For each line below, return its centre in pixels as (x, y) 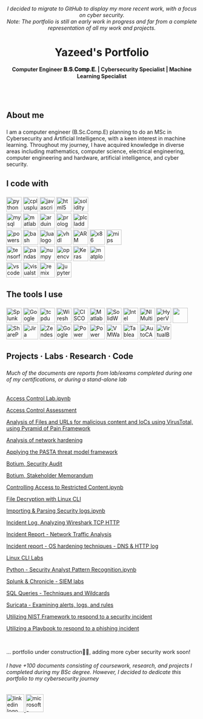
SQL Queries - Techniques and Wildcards (58, 593)
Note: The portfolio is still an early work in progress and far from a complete (102, 21)
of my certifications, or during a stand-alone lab (67, 380)
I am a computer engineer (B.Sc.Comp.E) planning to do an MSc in (89, 132)
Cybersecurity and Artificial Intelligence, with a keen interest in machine (96, 138)
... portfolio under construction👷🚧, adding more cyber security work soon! (98, 652)
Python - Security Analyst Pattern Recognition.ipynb (72, 569)
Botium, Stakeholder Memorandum (50, 475)
